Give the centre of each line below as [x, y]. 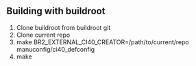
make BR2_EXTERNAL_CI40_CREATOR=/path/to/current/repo [102, 42]
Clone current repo [43, 35]
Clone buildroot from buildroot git [63, 27]
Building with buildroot [56, 11]
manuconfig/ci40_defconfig [56, 49]
